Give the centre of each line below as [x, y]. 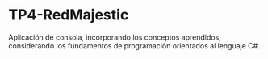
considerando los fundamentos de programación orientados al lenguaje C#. [134, 45]
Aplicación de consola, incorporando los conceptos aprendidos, [115, 37]
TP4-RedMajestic [69, 15]
